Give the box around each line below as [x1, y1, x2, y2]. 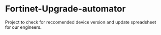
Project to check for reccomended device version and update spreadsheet [5, 19, 157, 25]
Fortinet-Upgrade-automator [5, 3, 126, 14]
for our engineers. [5, 24, 42, 30]
